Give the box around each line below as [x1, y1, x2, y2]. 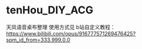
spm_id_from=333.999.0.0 [6, 36, 71, 43]
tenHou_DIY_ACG [6, 3, 94, 17]
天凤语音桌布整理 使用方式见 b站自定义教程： [6, 23, 116, 30]
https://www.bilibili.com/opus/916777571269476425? [6, 30, 136, 37]
